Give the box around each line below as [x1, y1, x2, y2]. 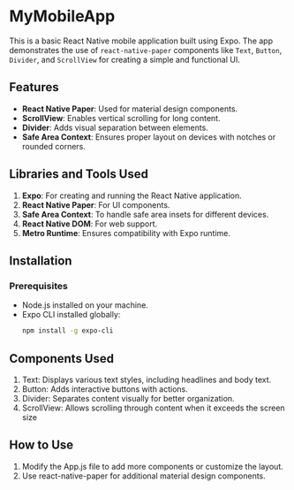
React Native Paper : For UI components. [21, 199, 170, 210]
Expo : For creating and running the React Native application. [21, 190, 242, 201]
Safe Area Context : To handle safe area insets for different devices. [21, 209, 269, 219]
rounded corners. [21, 141, 87, 151]
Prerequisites [9, 279, 68, 292]
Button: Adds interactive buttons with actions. [21, 383, 188, 394]
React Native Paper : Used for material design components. [21, 103, 238, 114]
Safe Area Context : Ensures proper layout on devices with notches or [21, 131, 276, 142]
